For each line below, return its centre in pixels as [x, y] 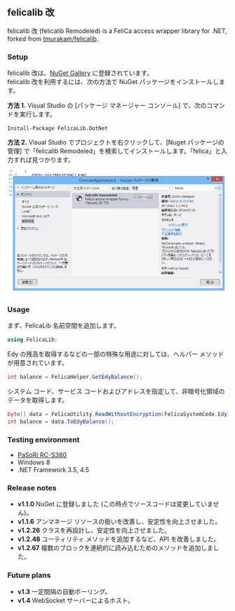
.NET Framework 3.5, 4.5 [53, 470]
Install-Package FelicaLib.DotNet [58, 128]
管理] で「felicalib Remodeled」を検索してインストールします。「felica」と [114, 151]
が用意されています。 [38, 363]
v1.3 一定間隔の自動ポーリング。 [64, 591]
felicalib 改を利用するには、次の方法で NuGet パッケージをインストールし [113, 82]
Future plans [29, 575]
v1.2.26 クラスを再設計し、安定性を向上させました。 [94, 530]
